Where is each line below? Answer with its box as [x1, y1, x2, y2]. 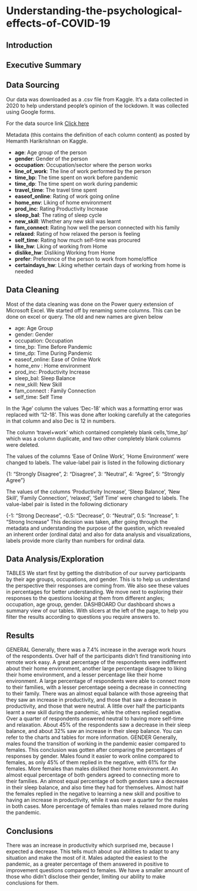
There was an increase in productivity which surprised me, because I [6, 841, 173, 849]
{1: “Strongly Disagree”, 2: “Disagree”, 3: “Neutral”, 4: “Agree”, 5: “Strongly [6, 470, 185, 477]
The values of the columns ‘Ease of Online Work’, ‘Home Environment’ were [6, 453, 189, 460]
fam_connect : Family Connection [14, 387, 96, 394]
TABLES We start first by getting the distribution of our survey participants [6, 570, 186, 577]
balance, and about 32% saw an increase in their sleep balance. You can [6, 728, 182, 735]
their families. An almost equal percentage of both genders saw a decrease [6, 778, 189, 785]
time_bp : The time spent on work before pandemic [14, 174, 138, 181]
